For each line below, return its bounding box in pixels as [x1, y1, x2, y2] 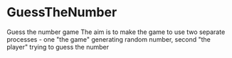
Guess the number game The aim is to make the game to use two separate [6, 28, 226, 36]
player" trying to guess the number [6, 42, 110, 51]
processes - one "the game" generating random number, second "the [6, 35, 211, 43]
